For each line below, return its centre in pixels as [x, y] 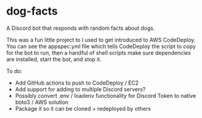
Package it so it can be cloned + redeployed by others [83, 108]
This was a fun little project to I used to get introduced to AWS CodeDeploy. [101, 40]
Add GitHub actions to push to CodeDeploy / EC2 [77, 83]
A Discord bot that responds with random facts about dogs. [81, 28]
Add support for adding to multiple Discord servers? [80, 89]
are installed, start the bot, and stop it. [54, 59]
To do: [14, 71]
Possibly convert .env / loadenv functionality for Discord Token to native [106, 95]
